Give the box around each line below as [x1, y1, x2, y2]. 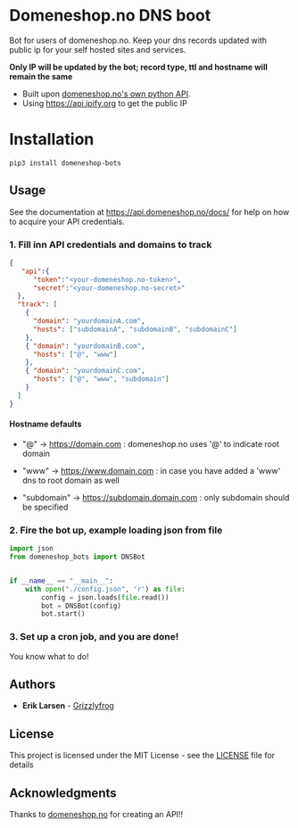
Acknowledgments [9, 785, 118, 800]
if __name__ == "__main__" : [9, 576, 114, 585]
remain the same [9, 70, 73, 81]
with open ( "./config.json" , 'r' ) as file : [25, 584, 186, 593]
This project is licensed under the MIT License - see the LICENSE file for [9, 750, 275, 761]
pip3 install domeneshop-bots [9, 158, 122, 168]
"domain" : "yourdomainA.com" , [32, 317, 145, 326]
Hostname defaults [9, 418, 82, 429]
